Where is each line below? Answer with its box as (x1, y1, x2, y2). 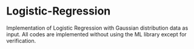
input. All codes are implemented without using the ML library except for (6, 30, 187, 38)
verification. (6, 37, 36, 44)
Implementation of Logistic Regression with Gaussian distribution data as (6, 24, 189, 31)
